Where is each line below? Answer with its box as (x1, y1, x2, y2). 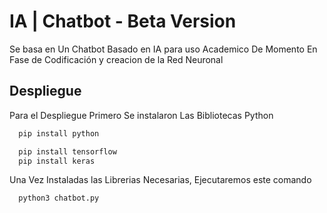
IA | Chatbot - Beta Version (9, 10, 237, 33)
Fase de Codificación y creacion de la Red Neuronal (9, 53, 224, 65)
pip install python (18, 128, 100, 139)
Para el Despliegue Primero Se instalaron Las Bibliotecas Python (9, 109, 274, 121)
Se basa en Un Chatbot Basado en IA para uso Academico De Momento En (9, 43, 318, 55)
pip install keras (18, 156, 96, 166)
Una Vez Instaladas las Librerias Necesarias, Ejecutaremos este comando (9, 174, 312, 186)
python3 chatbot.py (18, 193, 100, 204)
